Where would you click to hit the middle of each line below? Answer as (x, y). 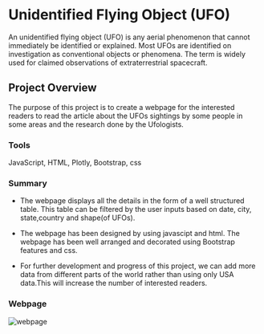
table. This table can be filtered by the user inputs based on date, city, (136, 210)
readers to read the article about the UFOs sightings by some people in (126, 116)
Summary (28, 183)
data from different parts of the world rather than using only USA (127, 275)
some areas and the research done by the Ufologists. (96, 124)
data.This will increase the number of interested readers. (114, 283)
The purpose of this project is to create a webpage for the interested (122, 107)
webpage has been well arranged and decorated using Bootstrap (127, 242)
